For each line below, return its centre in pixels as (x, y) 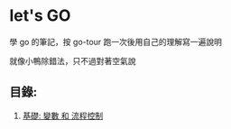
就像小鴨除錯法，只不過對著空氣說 (73, 60)
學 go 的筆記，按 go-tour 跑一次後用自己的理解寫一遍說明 (116, 41)
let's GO (40, 16)
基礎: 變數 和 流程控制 (63, 115)
